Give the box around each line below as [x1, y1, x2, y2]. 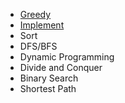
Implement [19, 19, 65, 31]
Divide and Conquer [19, 62, 103, 73]
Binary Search [19, 72, 79, 84]
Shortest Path [19, 83, 77, 94]
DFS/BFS [19, 40, 58, 52]
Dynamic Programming [19, 51, 115, 63]
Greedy [19, 9, 52, 20]
